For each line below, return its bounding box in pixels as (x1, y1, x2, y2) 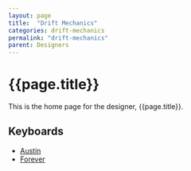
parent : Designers (8, 41, 69, 49)
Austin (19, 146, 41, 155)
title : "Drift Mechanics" (8, 19, 98, 27)
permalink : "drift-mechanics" (8, 33, 109, 42)
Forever (19, 154, 45, 164)
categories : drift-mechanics (8, 26, 105, 34)
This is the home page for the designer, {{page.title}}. (8, 102, 184, 111)
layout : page (8, 11, 52, 20)
